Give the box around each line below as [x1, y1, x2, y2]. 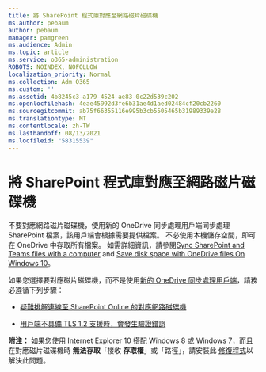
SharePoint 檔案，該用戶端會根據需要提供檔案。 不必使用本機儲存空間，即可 [8, 230, 256, 240]
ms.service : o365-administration [8, 56, 119, 64]
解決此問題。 [8, 355, 50, 365]
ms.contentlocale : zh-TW [8, 122, 90, 130]
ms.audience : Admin [8, 41, 73, 49]
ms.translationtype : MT [8, 115, 87, 123]
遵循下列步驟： [14, 286, 64, 295]
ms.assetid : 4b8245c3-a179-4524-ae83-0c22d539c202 [8, 93, 179, 101]
